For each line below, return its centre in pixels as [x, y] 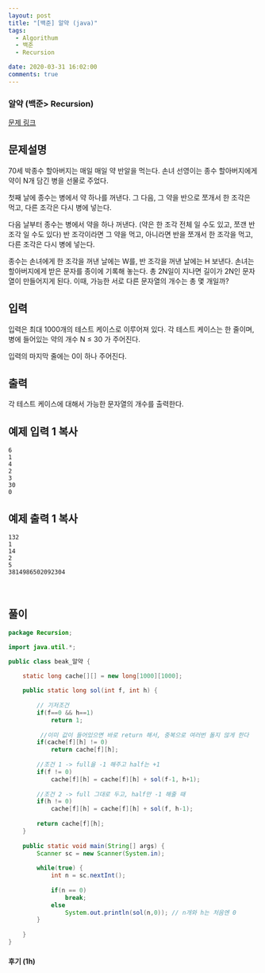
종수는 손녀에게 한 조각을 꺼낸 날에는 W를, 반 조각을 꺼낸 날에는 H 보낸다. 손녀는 [131, 261]
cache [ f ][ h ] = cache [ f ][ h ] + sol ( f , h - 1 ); [122, 809]
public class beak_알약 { [50, 661]
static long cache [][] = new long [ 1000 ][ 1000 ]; [102, 676]
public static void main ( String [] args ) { [94, 846]
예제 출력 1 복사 [43, 518]
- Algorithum [37, 38]
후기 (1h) [22, 961]
